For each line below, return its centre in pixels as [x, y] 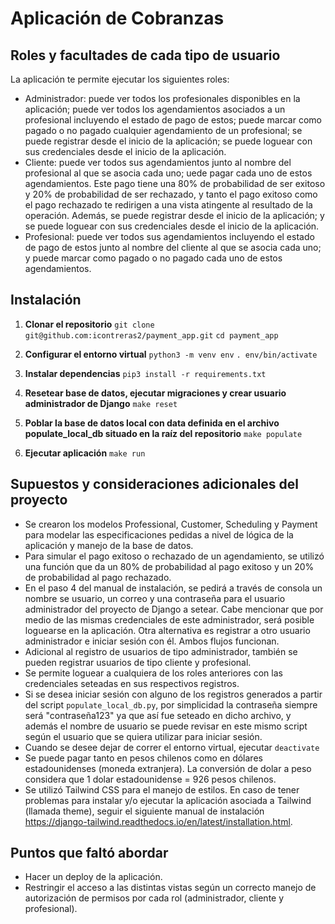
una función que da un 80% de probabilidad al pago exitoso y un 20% [169, 566]
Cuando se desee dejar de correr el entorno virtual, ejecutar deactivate [172, 747]
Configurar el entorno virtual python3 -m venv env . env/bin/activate [171, 354]
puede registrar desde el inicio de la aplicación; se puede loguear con [168, 141]
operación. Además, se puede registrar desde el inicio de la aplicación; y [174, 215]
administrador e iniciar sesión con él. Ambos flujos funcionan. [152, 641]
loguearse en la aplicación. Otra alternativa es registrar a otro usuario [167, 630]
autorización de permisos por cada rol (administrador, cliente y [154, 898]
